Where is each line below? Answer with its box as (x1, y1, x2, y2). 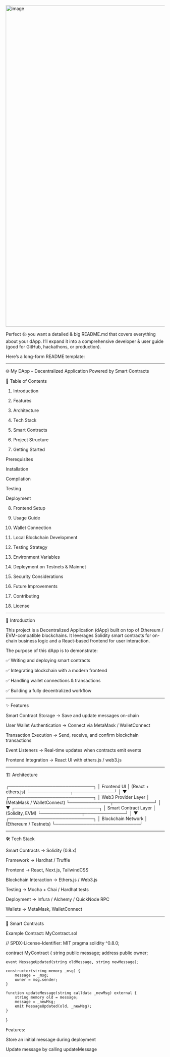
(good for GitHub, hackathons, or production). (6, 344, 101, 349)
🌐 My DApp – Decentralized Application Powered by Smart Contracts (6, 368, 149, 374)
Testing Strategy (13, 544, 47, 550)
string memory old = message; (15, 995, 79, 1000)
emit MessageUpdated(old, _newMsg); (15, 1004, 92, 1009)
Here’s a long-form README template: (6, 354, 85, 360)
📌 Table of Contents (6, 378, 47, 384)
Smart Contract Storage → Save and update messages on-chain (6, 713, 139, 718)
